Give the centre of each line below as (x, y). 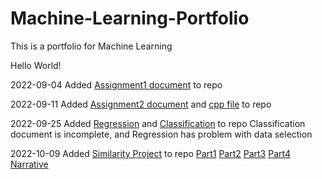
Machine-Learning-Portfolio (130, 18)
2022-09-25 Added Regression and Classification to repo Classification (158, 123)
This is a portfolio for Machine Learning (91, 46)
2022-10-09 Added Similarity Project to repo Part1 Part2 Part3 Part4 (150, 153)
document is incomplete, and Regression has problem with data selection (161, 134)
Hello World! (36, 65)
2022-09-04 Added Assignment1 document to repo (116, 84)
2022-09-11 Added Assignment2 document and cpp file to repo (141, 104)
